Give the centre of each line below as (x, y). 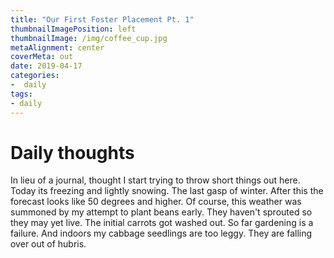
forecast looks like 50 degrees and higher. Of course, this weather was (156, 202)
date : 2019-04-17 (46, 66)
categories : (35, 76)
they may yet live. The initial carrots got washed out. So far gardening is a (162, 223)
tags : (21, 94)
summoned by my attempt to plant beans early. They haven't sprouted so (161, 212)
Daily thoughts (72, 152)
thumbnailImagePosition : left (73, 29)
